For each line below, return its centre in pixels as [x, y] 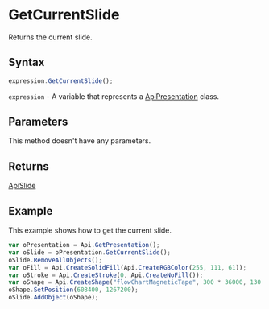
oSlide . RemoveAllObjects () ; [56, 260]
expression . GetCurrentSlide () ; [61, 81]
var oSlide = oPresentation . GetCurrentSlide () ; [90, 252]
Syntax [27, 62]
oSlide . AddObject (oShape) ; [54, 298]
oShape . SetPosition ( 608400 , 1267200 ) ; [73, 290]
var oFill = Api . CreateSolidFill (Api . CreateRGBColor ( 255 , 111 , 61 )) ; [128, 267]
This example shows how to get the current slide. [90, 230]
